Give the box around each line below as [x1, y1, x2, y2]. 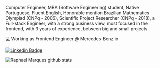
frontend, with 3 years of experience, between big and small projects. [5, 26, 149, 32]
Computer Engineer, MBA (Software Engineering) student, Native [5, 5, 139, 10]
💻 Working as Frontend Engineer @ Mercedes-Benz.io [5, 36, 119, 42]
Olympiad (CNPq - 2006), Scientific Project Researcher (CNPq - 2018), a [5, 15, 155, 21]
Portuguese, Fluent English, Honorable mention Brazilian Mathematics [5, 10, 149, 16]
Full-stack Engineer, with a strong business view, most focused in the [5, 20, 148, 26]
